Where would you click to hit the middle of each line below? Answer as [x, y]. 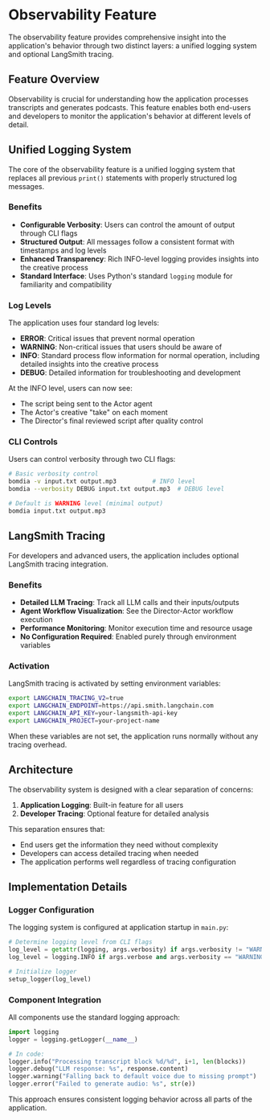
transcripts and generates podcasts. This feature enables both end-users [130, 107]
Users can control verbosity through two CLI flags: [92, 459]
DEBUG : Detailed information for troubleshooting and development [130, 373]
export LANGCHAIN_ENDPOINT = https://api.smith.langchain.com [111, 706]
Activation [29, 665]
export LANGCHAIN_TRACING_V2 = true [66, 698]
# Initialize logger [43, 971]
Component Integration [55, 999]
